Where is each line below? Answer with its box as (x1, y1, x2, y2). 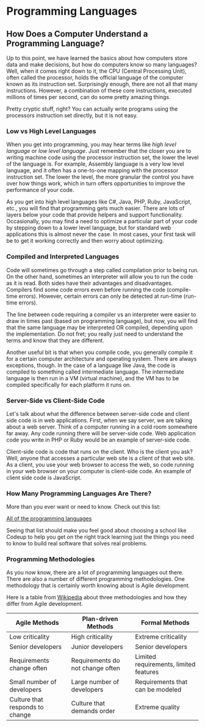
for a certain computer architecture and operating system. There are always (6, 355, 197, 362)
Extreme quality (135, 703, 180, 712)
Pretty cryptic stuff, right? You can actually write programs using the (6, 105, 178, 113)
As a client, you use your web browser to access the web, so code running (6, 460, 194, 468)
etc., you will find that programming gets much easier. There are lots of (6, 205, 185, 212)
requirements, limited (135, 660, 196, 669)
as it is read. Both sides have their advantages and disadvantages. (6, 279, 173, 287)
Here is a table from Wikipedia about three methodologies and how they (6, 594, 187, 601)
